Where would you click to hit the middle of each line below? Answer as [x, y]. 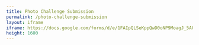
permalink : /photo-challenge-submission [57, 17]
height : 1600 [22, 33]
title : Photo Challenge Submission [50, 11]
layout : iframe [25, 22]
